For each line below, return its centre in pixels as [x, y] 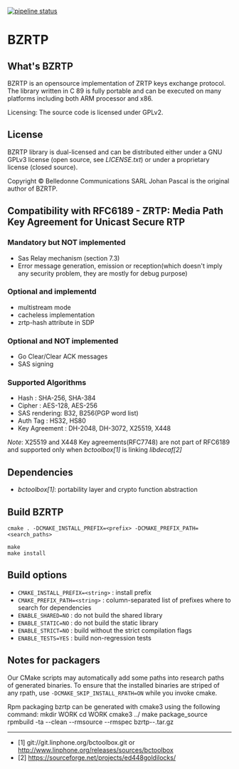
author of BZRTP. [33, 189]
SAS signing [36, 364]
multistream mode [44, 307]
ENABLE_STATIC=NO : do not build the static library [88, 623]
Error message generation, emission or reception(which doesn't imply [120, 266]
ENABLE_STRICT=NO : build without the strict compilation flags [105, 630]
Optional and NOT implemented [63, 341]
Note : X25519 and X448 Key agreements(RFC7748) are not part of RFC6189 [118, 442]
